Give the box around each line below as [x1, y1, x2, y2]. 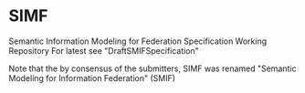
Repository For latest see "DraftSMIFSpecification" [8, 45, 200, 56]
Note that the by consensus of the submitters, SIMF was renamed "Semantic [8, 63, 297, 74]
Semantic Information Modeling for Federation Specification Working [8, 36, 268, 46]
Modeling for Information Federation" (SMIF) [8, 72, 175, 83]
